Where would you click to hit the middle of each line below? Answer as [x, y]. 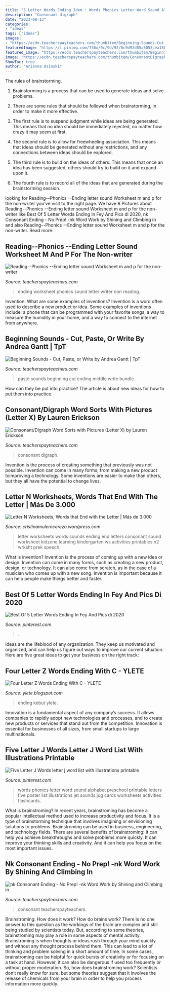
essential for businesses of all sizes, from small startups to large [72, 729]
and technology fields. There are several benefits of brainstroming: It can [81, 832]
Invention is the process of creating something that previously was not [78, 465]
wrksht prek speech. [39, 547]
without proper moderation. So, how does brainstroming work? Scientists [81, 967]
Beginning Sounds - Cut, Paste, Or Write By [75, 339]
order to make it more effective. [45, 112]
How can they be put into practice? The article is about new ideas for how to [85, 388]
